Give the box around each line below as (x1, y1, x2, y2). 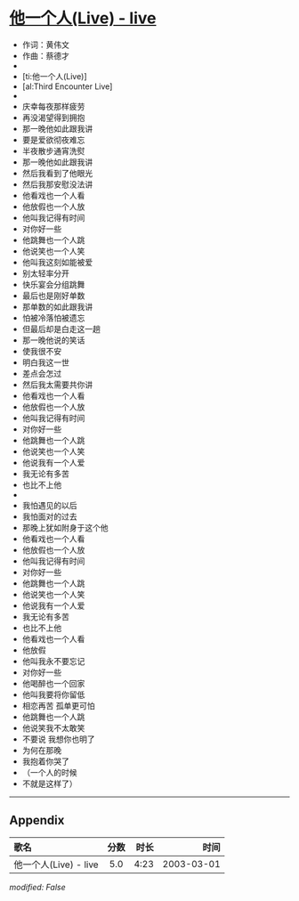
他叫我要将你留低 (21, 689, 85, 700)
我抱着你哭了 (21, 756, 69, 767)
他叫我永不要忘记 (21, 655, 85, 666)
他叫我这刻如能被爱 (21, 256, 93, 267)
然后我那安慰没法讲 (21, 179, 93, 190)
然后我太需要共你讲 (21, 379, 93, 390)
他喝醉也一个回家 (21, 678, 85, 688)
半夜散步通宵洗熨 (21, 145, 85, 156)
